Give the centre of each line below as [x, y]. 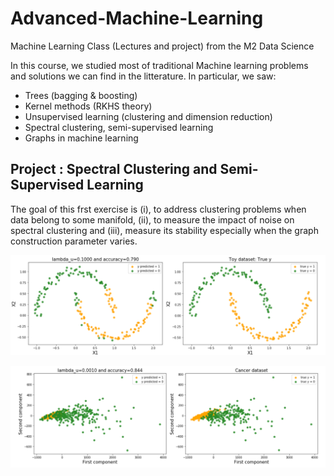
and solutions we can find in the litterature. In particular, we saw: [143, 76]
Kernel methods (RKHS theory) [88, 106]
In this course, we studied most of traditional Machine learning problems [159, 65]
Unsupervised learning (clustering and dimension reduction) [148, 116]
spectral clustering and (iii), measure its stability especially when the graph [164, 230]
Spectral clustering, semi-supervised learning [119, 127]
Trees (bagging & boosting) [81, 95]
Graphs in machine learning [81, 138]
